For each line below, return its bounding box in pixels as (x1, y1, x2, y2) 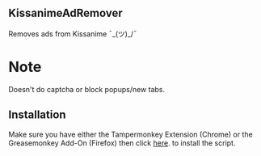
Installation (8, 108, 66, 122)
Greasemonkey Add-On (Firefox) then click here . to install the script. (8, 137, 236, 148)
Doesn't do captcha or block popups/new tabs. (8, 84, 166, 94)
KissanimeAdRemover (8, 6, 123, 20)
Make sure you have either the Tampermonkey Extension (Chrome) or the (8, 129, 253, 139)
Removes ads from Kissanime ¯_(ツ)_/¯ (8, 28, 137, 39)
